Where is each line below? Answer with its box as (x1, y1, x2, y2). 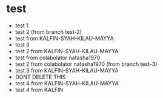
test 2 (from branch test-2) (15, 28, 82, 35)
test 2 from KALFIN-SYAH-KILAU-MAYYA (15, 47, 119, 54)
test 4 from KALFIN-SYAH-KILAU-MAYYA (15, 79, 119, 87)
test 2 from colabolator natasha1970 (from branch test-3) (15, 60, 158, 68)
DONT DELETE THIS (15, 73, 66, 80)
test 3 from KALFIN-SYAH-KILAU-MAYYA (15, 67, 119, 74)
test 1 (15, 22, 29, 29)
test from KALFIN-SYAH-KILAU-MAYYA (15, 34, 114, 42)
